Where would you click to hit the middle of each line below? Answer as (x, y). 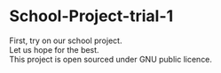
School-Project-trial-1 (91, 16)
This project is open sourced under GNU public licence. (111, 59)
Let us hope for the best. (54, 49)
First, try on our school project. (66, 40)
